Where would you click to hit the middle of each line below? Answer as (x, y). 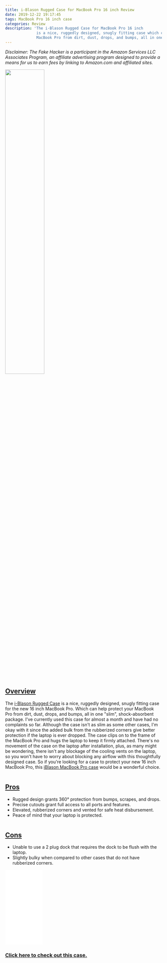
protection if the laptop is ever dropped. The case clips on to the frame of (80, 735)
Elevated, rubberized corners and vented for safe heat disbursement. (83, 810)
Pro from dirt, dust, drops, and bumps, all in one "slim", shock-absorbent (80, 714)
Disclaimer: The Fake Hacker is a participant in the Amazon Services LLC (80, 52)
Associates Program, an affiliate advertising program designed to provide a (83, 57)
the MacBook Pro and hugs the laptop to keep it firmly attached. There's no (82, 740)
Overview (21, 692)
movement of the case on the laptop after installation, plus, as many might (81, 746)
